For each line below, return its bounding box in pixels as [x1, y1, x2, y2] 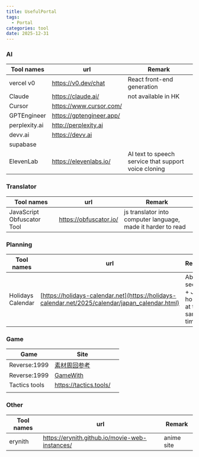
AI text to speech [127, 150, 175, 158]
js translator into [124, 208, 169, 216]
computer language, [124, 215, 181, 223]
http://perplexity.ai [52, 121, 104, 129]
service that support [127, 157, 184, 166]
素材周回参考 [54, 361, 91, 370]
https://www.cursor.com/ [52, 102, 123, 110]
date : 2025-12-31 [6, 31, 49, 37]
